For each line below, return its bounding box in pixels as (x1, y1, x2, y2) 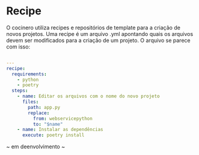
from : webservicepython (32, 116, 93, 121)
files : (22, 99, 39, 105)
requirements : (11, 71, 47, 77)
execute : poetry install (22, 132, 85, 138)
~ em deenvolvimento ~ (6, 143, 65, 150)
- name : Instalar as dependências (17, 127, 103, 133)
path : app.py (28, 104, 61, 110)
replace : (28, 110, 50, 116)
